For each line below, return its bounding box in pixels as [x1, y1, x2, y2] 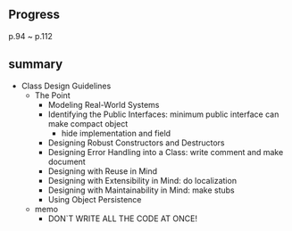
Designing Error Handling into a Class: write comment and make [47, 146, 284, 157]
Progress [8, 7, 60, 22]
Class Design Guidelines [21, 80, 112, 91]
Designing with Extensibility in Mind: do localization [47, 175, 238, 186]
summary [8, 57, 63, 72]
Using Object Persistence [47, 194, 142, 204]
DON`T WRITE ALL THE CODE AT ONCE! [47, 213, 198, 224]
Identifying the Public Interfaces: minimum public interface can [47, 109, 279, 120]
